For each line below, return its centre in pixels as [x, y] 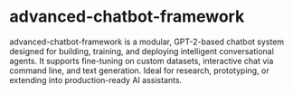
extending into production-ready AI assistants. [96, 80]
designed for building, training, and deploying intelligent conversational [142, 51]
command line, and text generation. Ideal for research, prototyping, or [139, 70]
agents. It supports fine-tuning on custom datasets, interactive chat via [142, 61]
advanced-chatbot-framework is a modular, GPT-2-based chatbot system [147, 42]
